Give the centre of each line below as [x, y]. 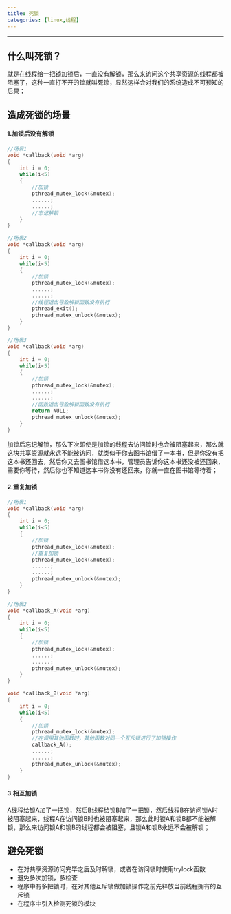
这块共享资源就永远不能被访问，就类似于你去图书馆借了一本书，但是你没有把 [115, 453]
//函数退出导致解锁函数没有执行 [71, 405]
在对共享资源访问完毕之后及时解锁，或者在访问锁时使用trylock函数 [111, 869]
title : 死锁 [23, 13]
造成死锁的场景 [39, 115]
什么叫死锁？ [34, 56]
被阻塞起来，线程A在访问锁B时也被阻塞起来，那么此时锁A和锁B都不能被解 [112, 818]
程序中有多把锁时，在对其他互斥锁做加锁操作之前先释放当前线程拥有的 [117, 886]
